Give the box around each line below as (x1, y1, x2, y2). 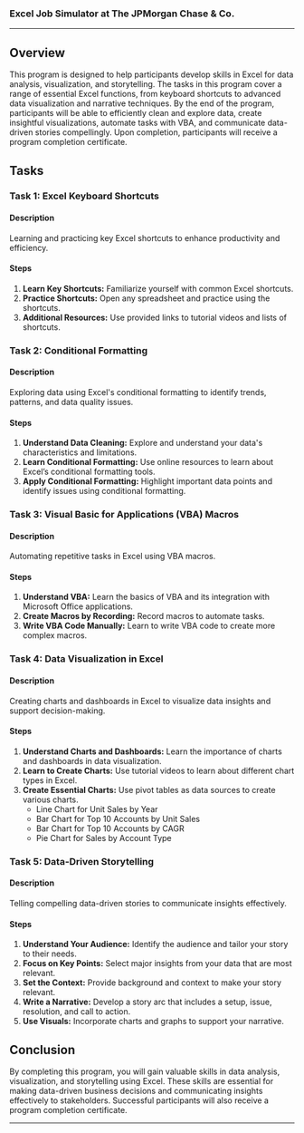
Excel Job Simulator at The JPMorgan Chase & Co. (9, 7, 235, 20)
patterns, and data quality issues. (9, 396, 134, 407)
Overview (9, 44, 66, 61)
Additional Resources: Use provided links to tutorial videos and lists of (22, 312, 288, 323)
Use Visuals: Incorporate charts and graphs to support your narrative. (22, 1016, 285, 1027)
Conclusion (9, 1041, 76, 1058)
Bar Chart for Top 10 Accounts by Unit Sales (35, 813, 201, 824)
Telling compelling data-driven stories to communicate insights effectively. (9, 897, 288, 908)
